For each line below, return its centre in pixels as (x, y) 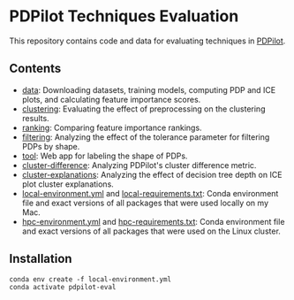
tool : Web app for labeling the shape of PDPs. (105, 156)
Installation (41, 259)
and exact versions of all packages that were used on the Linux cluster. (151, 231)
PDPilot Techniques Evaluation (124, 16)
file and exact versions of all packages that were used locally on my (145, 203)
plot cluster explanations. (68, 184)
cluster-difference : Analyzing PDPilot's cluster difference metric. (139, 165)
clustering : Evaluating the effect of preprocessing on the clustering (143, 109)
